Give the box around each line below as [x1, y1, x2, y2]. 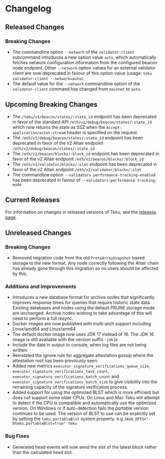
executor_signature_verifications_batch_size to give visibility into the [12, 379, 158, 385]
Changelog [5, 3, 52, 14]
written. [12, 347, 28, 353]
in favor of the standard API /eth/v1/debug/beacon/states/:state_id [12, 119, 152, 125]
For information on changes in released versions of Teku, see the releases [5, 209, 157, 215]
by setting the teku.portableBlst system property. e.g [12, 416, 123, 422]
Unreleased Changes [5, 228, 72, 237]
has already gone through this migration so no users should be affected [12, 266, 159, 272]
